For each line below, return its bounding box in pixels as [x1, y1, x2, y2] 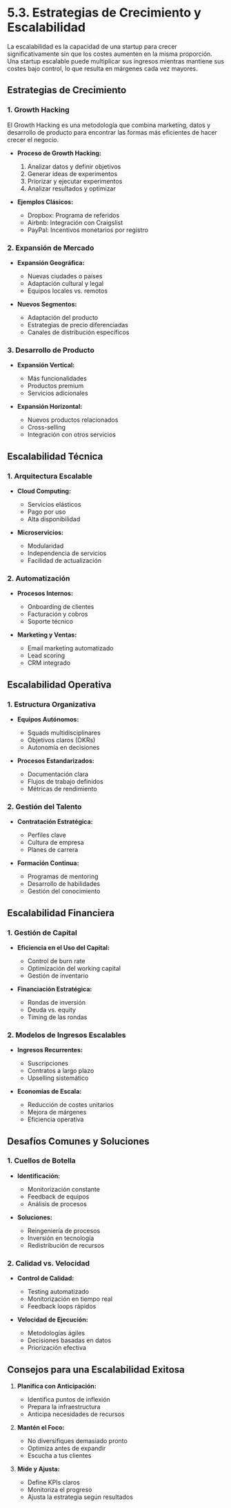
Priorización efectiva [27, 1344, 86, 1352]
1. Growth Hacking [7, 105, 70, 115]
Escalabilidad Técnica [7, 450, 103, 462]
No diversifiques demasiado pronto [27, 1436, 128, 1444]
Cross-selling [27, 423, 66, 432]
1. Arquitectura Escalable [7, 471, 93, 481]
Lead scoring [27, 651, 66, 660]
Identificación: [17, 1172, 61, 1180]
